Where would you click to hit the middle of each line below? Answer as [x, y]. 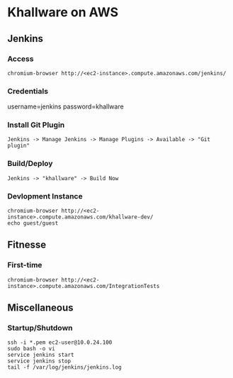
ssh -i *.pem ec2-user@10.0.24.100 [60, 343]
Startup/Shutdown [40, 328]
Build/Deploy [30, 164]
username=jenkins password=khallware [66, 106]
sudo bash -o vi [31, 349]
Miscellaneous [40, 308]
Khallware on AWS [63, 12]
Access [21, 59]
